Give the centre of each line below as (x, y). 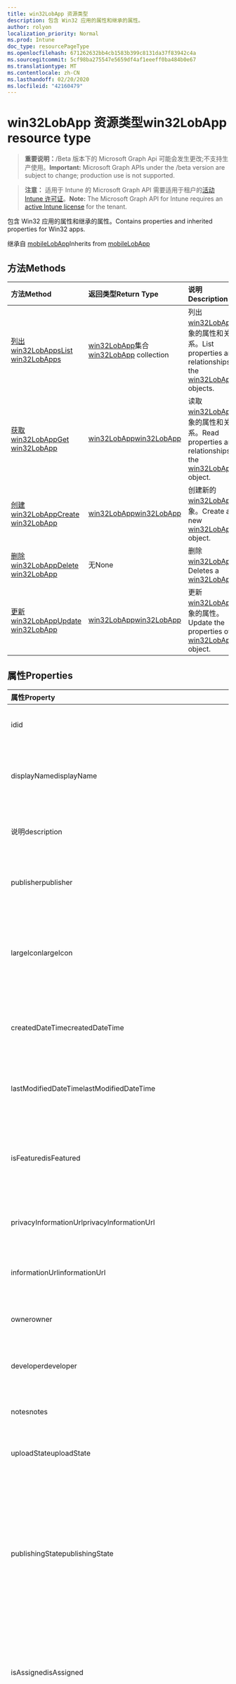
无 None (101, 565)
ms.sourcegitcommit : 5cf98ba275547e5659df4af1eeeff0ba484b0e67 (102, 60)
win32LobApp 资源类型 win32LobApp (117, 123)
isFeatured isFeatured (46, 1158)
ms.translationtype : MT (42, 66)
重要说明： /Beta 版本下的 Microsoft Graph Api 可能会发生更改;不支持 (123, 159)
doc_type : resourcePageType (48, 47)
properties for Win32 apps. (46, 229)
